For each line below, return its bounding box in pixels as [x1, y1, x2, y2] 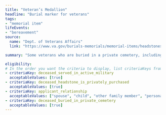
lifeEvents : [5, 26, 30, 30]
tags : [5, 16, 16, 21]
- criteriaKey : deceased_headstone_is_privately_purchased [5, 80, 129, 85]
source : [5, 35, 21, 40]
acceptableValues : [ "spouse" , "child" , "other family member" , [9, 93, 142, 98]
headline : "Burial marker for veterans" [5, 12, 90, 17]
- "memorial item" [5, 21, 43, 26]
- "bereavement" [5, 30, 39, 35]
